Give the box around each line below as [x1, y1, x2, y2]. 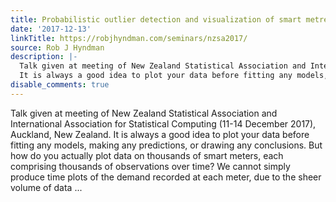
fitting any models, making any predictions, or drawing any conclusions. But [10, 139, 323, 151]
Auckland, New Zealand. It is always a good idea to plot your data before [10, 128, 310, 140]
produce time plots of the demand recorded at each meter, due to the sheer [10, 171, 322, 183]
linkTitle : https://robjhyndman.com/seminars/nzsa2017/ [10, 33, 248, 43]
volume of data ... [10, 181, 83, 193]
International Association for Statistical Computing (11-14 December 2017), [10, 117, 317, 130]
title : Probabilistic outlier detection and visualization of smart [10, 14, 302, 25]
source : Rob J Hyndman [10, 42, 105, 53]
